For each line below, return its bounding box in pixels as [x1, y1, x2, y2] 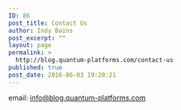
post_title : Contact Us [8, 19, 88, 27]
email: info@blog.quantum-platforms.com [8, 92, 146, 102]
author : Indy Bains [8, 26, 74, 34]
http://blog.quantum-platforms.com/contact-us [15, 57, 174, 65]
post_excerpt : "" [8, 33, 66, 42]
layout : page [8, 41, 52, 49]
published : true [8, 64, 62, 72]
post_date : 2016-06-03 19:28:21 [8, 71, 116, 79]
